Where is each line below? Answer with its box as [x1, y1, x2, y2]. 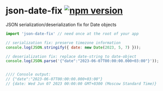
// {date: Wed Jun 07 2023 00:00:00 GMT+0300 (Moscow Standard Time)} [6, 81, 157, 86]
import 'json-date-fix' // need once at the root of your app [6, 31, 139, 36]
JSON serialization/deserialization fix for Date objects [6, 21, 117, 27]
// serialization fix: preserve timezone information [6, 40, 121, 45]
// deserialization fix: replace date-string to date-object [6, 54, 137, 59]
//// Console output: [6, 72, 51, 77]
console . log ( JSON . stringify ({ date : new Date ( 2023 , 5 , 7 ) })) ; [6, 45, 141, 50]
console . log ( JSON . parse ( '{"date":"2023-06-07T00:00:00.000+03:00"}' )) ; [6, 58, 159, 63]
